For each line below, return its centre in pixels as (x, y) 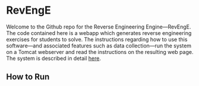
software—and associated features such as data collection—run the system (99, 46)
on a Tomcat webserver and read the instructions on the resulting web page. (100, 52)
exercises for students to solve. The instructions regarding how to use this (97, 39)
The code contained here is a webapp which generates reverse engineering (99, 33)
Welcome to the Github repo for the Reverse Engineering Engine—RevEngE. (99, 27)
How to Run (28, 77)
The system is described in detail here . (54, 58)
